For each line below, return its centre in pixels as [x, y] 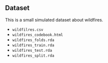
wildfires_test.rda [32, 50]
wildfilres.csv [28, 30]
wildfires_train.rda [33, 45]
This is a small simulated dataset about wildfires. [54, 20]
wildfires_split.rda [33, 56]
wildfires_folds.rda [33, 40]
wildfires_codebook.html [38, 35]
